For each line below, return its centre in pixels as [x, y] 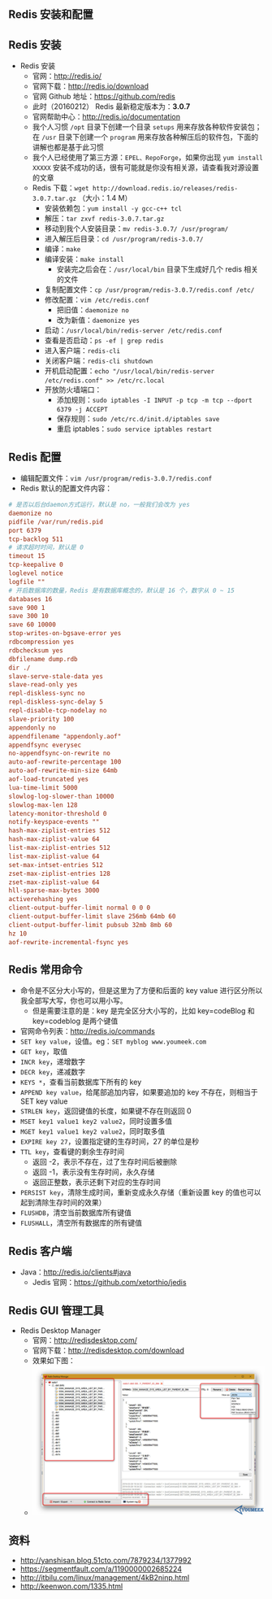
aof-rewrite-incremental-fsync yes [69, 942]
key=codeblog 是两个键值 [75, 1021]
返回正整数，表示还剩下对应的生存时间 [96, 1183]
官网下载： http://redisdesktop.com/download [108, 1350]
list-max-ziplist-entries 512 [60, 848]
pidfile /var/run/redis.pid [56, 522]
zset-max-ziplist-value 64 [54, 882]
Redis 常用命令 [45, 969]
